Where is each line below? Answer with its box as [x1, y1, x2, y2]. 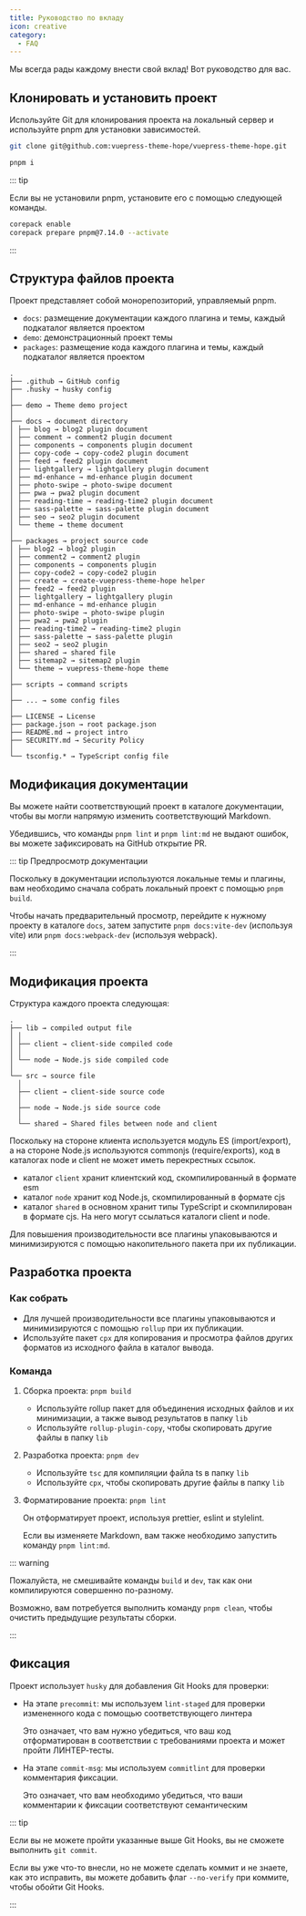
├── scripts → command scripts [9, 680, 128, 689]
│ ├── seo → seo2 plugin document [9, 512, 141, 522]
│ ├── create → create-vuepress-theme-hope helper [9, 576, 206, 586]
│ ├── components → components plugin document [9, 441, 194, 450]
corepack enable [9, 220, 71, 229]
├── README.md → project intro [9, 728, 128, 737]
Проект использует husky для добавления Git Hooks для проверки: [9, 1680, 270, 1691]
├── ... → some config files [9, 696, 120, 706]
